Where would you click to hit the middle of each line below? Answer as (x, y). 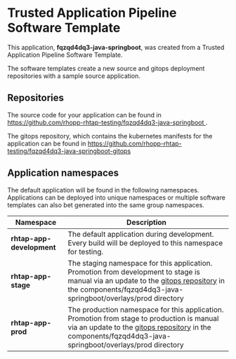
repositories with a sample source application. (74, 76)
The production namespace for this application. (146, 309)
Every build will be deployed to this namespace (145, 242)
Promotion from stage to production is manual (143, 318)
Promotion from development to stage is (134, 272)
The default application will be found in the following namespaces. (103, 190)
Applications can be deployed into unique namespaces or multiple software (117, 197)
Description (146, 222)
